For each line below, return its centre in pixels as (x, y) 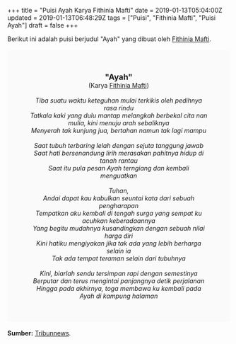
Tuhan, (119, 191)
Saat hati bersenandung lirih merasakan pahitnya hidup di (119, 153)
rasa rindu (119, 108)
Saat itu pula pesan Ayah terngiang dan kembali (119, 168)
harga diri (119, 236)
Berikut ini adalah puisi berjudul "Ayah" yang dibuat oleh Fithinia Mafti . (110, 39)
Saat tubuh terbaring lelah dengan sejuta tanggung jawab (119, 145)
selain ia (119, 251)
